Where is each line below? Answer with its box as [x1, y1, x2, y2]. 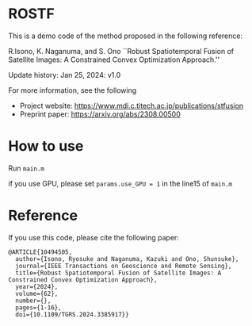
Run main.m [8, 163, 45, 173]
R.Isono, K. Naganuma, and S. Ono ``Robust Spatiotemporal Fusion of [8, 46, 235, 56]
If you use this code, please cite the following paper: [8, 232, 180, 242]
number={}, [15, 297, 52, 305]
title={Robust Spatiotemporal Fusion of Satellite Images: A [15, 269, 222, 277]
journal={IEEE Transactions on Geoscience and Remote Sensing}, [15, 262, 232, 270]
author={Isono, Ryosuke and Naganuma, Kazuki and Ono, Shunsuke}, [15, 255, 239, 263]
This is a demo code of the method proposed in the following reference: [8, 31, 243, 40]
